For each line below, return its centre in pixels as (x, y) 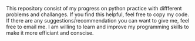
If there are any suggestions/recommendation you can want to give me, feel (98, 20)
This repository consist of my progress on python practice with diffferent (94, 8)
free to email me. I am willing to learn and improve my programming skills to (97, 27)
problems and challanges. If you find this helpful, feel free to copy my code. (97, 14)
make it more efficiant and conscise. (50, 33)
